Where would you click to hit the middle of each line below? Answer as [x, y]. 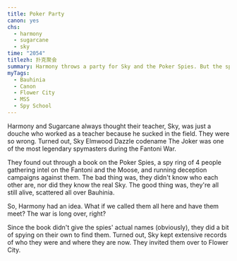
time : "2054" [26, 54]
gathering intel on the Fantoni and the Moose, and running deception [107, 170]
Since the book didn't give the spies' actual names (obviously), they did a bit [118, 227]
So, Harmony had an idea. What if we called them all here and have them [113, 206]
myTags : [19, 73]
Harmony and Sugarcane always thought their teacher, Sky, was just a [109, 126]
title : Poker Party [36, 14]
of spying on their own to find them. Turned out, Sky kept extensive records [117, 235]
